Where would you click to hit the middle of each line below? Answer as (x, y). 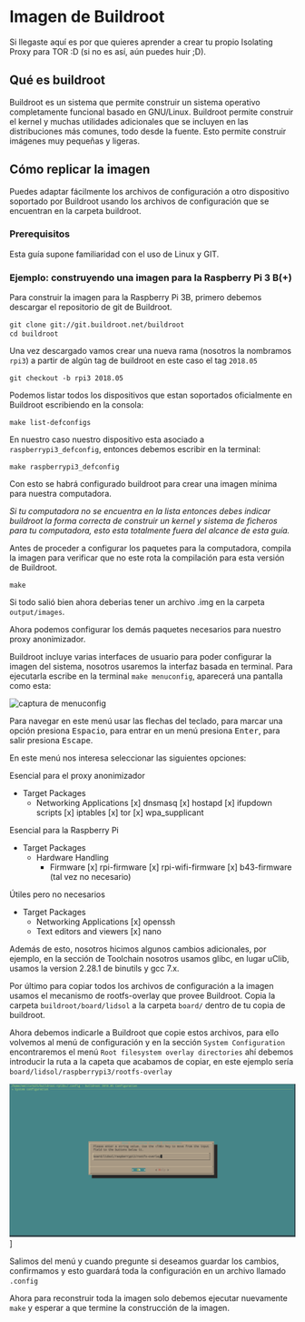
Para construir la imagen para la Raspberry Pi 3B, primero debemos (136, 298)
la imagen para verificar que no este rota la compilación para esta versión (147, 558)
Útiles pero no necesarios (58, 894)
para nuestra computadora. (60, 494)
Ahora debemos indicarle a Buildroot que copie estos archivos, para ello (144, 1033)
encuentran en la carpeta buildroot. (75, 210)
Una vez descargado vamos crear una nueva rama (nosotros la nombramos (151, 351)
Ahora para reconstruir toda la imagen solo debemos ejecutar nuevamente (148, 1297)
